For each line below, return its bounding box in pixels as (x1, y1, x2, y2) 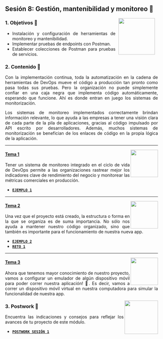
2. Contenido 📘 (5, 63, 41, 70)
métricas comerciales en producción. (5, 178, 80, 183)
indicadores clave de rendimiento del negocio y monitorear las (5, 172, 130, 178)
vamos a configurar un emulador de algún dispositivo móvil (5, 275, 130, 281)
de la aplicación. (5, 135, 38, 141)
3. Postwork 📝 (5, 303, 39, 309)
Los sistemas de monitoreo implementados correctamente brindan (5, 109, 158, 115)
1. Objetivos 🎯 (5, 19, 38, 26)
